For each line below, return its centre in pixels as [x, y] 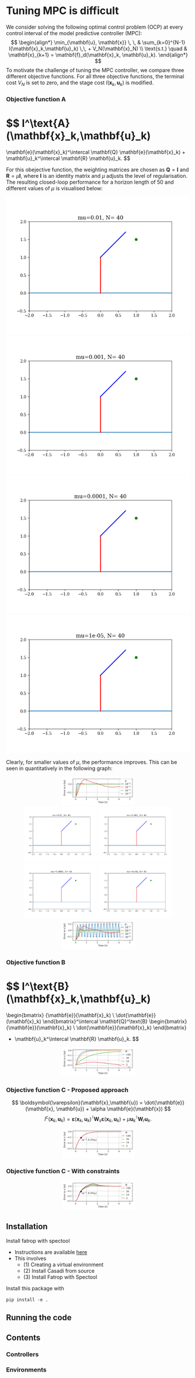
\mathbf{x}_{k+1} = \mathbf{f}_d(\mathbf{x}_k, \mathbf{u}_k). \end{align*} [98, 54]
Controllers [22, 1354]
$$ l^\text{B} [38, 987]
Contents [23, 1337]
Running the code [39, 1318]
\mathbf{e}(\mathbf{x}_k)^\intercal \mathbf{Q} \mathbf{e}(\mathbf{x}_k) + [96, 152]
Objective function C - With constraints [63, 1171]
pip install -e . [27, 1300]
